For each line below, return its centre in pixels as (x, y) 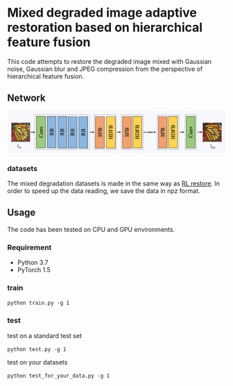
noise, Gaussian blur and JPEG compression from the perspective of (105, 69)
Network (27, 98)
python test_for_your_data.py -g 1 (59, 376)
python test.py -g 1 (37, 349)
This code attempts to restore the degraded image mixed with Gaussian (110, 61)
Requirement (29, 247)
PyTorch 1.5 (34, 270)
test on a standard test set (44, 335)
